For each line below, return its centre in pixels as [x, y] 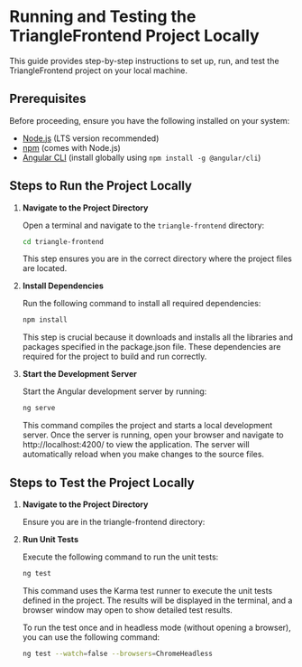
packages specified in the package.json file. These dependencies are [151, 347]
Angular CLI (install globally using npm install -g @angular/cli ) [142, 157]
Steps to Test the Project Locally [102, 482]
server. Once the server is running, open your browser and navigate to [153, 435]
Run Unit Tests [50, 539]
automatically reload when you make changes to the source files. [143, 455]
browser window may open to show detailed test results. [127, 610]
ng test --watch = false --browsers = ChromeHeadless [118, 653]
